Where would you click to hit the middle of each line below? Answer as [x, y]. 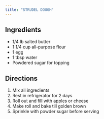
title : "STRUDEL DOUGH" [30, 10]
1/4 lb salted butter [31, 42]
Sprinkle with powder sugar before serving [56, 112]
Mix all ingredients [31, 90]
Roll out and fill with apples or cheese [50, 101]
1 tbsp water [25, 58]
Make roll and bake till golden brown [49, 106]
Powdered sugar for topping [41, 63]
